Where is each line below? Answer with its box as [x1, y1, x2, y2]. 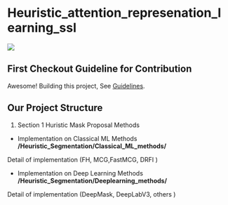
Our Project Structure [7, 102, 103, 114]
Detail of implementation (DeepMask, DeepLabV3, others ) [7, 190, 176, 198]
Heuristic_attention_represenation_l [7, 5, 222, 21]
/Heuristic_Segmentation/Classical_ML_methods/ [17, 142, 167, 150]
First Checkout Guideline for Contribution [7, 63, 192, 75]
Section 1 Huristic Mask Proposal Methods [17, 121, 140, 129]
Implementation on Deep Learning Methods [17, 168, 144, 177]
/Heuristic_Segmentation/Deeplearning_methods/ [17, 176, 167, 185]
